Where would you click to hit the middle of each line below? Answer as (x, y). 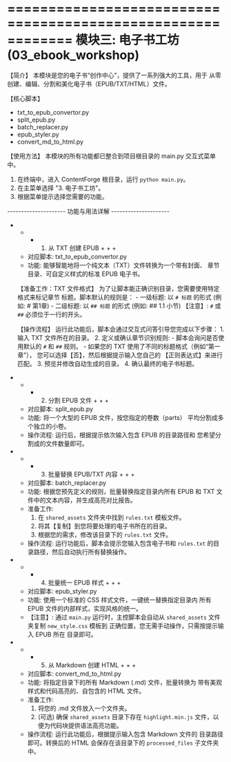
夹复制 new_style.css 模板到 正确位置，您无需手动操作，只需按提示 (123, 625)
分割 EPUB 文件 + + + (78, 400)
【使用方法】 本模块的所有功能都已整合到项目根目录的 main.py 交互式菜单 (111, 155)
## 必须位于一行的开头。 (51, 314)
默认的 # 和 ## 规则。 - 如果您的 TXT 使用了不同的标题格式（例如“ (116, 346)
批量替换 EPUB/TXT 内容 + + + (91, 474)
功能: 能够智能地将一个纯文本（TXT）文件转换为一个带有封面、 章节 (123, 265)
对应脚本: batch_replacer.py (67, 483)
